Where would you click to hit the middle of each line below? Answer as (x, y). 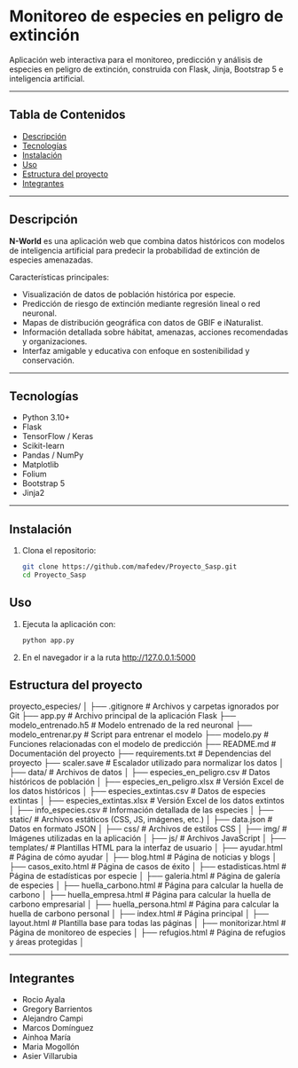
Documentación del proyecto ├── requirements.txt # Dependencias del (140, 754)
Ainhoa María (46, 1037)
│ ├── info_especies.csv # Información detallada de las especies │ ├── (141, 810)
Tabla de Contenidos (67, 115)
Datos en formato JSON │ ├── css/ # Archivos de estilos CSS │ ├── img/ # (148, 829)
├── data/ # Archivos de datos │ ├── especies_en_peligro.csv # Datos (140, 773)
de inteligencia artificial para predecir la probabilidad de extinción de (134, 250)
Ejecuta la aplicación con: (69, 624)
